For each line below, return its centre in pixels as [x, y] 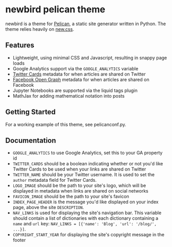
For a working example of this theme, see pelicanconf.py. [66, 124]
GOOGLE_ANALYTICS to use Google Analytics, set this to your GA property [88, 153]
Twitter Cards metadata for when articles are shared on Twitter [79, 74]
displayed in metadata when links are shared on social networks [81, 191]
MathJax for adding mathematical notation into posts [69, 96]
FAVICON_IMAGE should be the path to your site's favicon [71, 197]
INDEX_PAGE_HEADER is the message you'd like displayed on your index [85, 202]
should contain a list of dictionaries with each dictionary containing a [85, 218]
